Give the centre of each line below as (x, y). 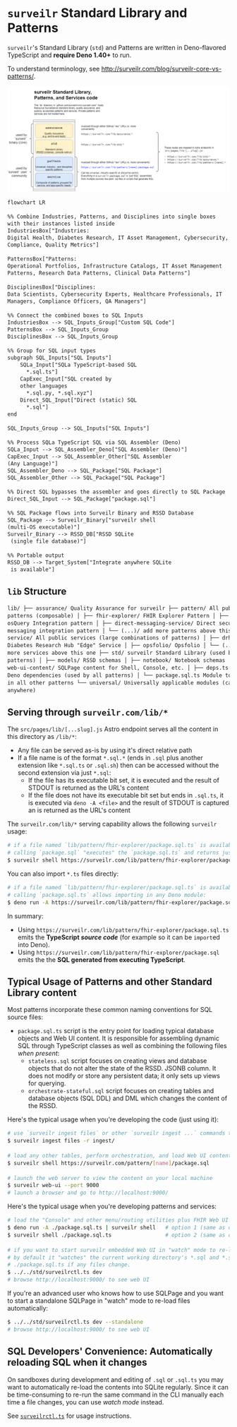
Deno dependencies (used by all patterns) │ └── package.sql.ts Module (115, 675)
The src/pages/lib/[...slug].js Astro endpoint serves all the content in (113, 729)
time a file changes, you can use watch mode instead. (86, 1402)
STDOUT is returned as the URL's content (89, 788)
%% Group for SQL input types (52, 351)
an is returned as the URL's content (79, 810)
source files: (25, 1017)
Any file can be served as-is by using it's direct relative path (105, 750)
